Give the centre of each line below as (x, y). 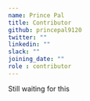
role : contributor (40, 67)
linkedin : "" (29, 45)
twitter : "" (27, 37)
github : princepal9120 (45, 30)
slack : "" (24, 52)
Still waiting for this (39, 88)
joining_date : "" (36, 60)
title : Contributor (40, 23)
